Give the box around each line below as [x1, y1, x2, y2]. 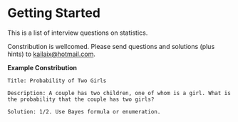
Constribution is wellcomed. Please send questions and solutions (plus [7, 42, 215, 50]
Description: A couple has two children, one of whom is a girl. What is [7, 89, 232, 96]
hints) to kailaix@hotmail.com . [7, 50, 96, 58]
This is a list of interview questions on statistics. [7, 28, 148, 37]
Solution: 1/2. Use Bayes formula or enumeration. [7, 108, 161, 115]
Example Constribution [7, 63, 77, 72]
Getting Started [7, 5, 101, 21]
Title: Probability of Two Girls [7, 77, 107, 84]
